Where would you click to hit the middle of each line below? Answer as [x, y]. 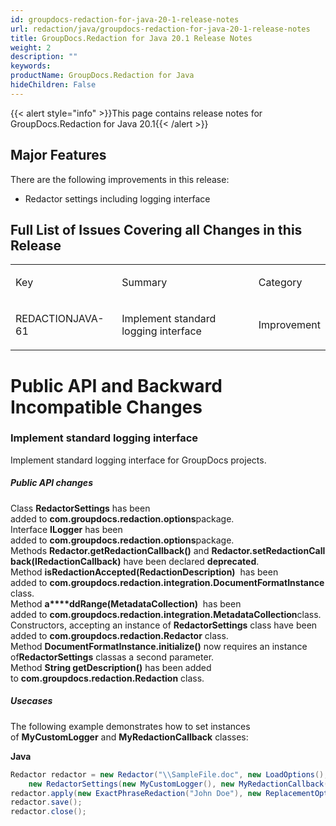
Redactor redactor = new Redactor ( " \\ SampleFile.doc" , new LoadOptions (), [169, 774]
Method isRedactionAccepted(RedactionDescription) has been [144, 572]
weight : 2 [31, 47]
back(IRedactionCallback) [66, 561]
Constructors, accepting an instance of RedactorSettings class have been [164, 625]
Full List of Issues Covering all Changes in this [156, 229]
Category [280, 283]
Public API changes [51, 483]
